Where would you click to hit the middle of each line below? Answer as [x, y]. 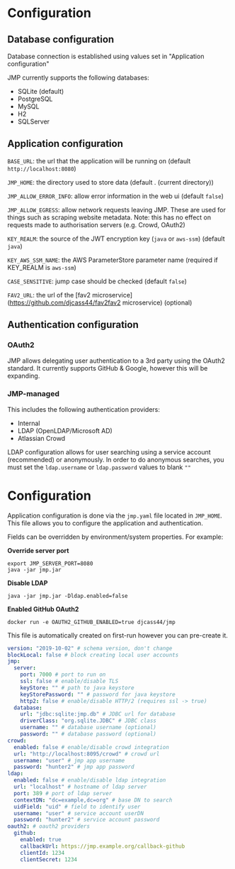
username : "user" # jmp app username [69, 760]
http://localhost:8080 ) [42, 168]
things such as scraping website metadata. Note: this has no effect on [109, 217]
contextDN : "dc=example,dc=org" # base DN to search [93, 800]
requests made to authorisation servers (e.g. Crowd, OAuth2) [96, 224]
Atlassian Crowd [41, 438]
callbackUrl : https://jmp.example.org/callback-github [103, 846]
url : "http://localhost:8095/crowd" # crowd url [87, 754]
